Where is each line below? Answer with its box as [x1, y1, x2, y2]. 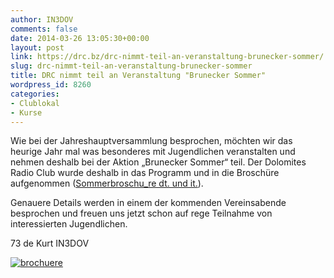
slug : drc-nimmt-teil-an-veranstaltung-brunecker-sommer [10, 61, 253, 71]
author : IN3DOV [10, 14, 74, 25]
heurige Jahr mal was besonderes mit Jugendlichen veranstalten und [10, 146, 296, 158]
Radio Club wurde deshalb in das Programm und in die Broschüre [10, 167, 280, 179]
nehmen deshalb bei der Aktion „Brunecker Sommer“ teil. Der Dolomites [10, 156, 307, 168]
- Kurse [10, 107, 43, 118]
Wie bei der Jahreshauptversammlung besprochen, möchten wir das [10, 135, 293, 147]
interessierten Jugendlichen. [10, 218, 128, 230]
